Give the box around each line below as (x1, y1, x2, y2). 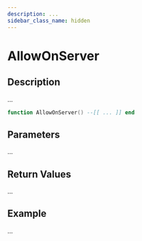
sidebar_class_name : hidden (7, 17, 91, 24)
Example (7, 207, 47, 220)
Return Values (7, 168, 72, 180)
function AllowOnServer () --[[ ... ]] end (7, 108, 135, 116)
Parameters (7, 128, 60, 140)
